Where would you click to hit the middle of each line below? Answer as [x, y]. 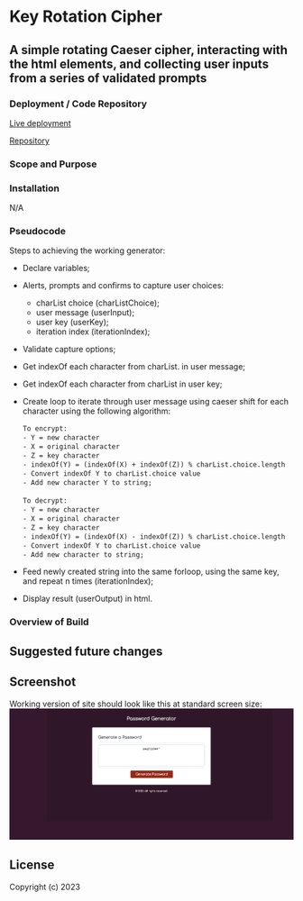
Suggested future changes [86, 651]
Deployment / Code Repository [78, 104]
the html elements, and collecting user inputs [139, 64]
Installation [35, 188]
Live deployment [40, 123]
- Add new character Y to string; [87, 483]
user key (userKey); [73, 323]
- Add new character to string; [83, 555]
